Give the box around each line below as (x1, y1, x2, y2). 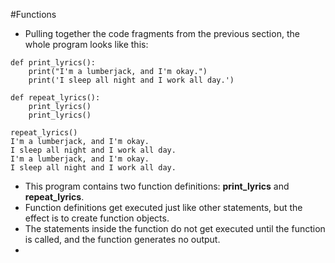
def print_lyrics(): (10, 58, 97, 68)
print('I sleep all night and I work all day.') (28, 75, 235, 85)
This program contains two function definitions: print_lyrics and (24, 180, 290, 192)
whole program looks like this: (24, 39, 149, 50)
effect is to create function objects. (24, 212, 170, 224)
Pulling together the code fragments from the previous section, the (24, 28, 300, 39)
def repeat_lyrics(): (10, 93, 101, 103)
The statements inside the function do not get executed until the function (24, 223, 326, 234)
